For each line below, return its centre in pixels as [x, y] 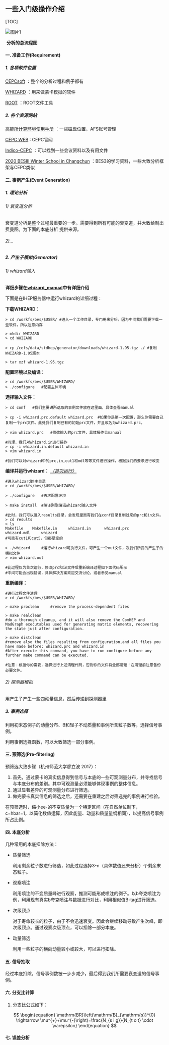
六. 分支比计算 [20, 992]
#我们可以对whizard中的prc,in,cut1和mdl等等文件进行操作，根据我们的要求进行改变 [82, 461]
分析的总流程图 [22, 42]
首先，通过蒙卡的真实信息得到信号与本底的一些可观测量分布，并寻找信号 [87, 777]
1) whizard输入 [20, 271]
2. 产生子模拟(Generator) [31, 257]
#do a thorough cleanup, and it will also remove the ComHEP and [75, 620]
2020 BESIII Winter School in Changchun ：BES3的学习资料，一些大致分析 [82, 161]
